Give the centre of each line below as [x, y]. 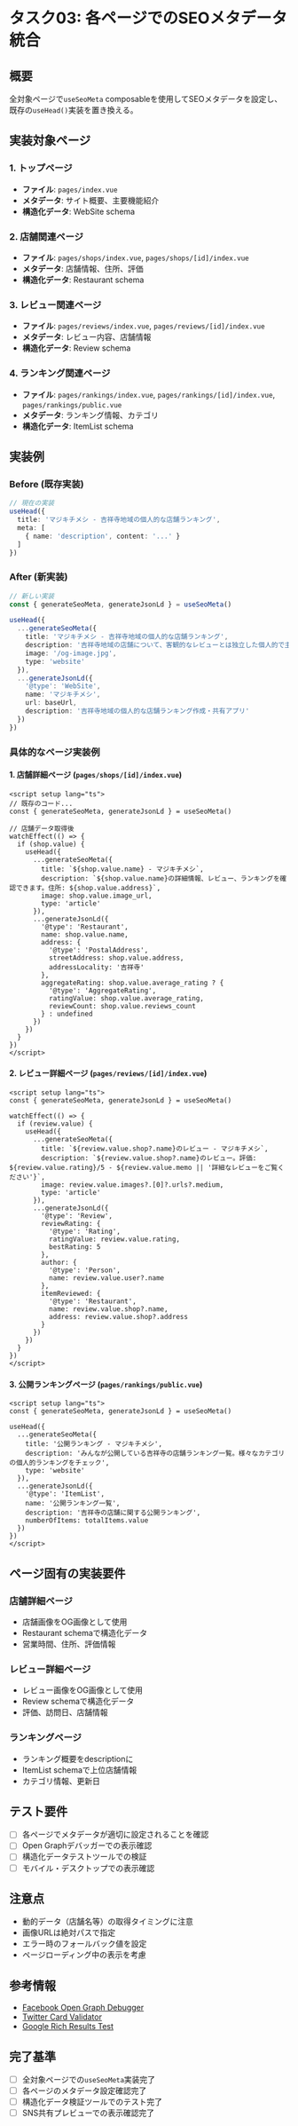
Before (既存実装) [47, 484]
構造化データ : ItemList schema [78, 426]
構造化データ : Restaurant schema [83, 280]
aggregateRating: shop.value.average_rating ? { [133, 983]
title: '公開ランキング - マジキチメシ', [94, 1444]
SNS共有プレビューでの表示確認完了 [88, 2113]
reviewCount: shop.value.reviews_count [122, 1006]
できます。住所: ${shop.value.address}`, [88, 888]
